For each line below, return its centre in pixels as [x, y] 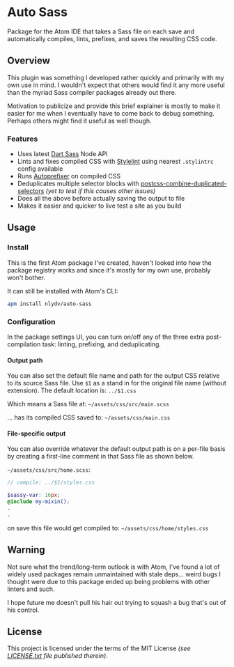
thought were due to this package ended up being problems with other [109, 581]
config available [40, 169]
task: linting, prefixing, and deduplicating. [102, 344]
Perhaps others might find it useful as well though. [79, 121]
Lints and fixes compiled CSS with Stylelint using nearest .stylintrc [115, 162]
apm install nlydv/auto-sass [49, 304]
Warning [26, 550]
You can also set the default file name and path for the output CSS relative [114, 376]
